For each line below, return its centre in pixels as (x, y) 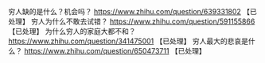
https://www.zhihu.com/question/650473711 (96, 51)
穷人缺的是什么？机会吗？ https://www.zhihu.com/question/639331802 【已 (132, 11)
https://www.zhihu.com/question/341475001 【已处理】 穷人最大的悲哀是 (129, 41)
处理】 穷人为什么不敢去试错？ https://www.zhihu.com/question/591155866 (132, 21)
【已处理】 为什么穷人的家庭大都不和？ (72, 31)
